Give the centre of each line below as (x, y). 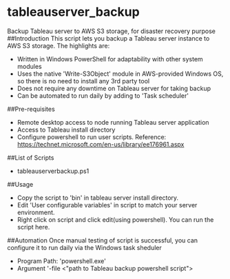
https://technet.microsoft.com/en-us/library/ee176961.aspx (101, 144)
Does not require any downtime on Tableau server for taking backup (114, 88)
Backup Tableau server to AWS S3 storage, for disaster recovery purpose (111, 31)
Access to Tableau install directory (66, 130)
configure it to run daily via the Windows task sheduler (84, 247)
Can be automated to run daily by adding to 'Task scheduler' (103, 95)
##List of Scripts (31, 157)
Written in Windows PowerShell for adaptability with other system (110, 59)
